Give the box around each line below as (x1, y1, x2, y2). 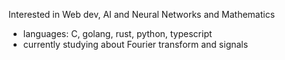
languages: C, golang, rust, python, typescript (22, 28, 213, 39)
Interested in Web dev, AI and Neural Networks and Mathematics (8, 9, 276, 20)
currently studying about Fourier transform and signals (22, 39, 249, 50)
